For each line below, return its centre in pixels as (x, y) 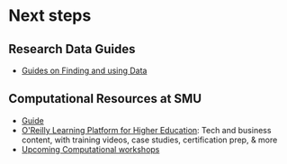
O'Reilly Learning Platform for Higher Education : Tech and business (146, 130)
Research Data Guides (72, 49)
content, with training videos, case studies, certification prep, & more (149, 140)
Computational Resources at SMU (105, 99)
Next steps (50, 16)
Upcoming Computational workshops (90, 149)
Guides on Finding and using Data (84, 70)
